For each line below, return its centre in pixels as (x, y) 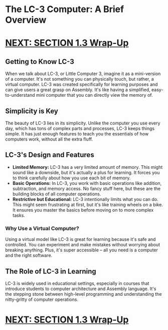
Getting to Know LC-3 (40, 61)
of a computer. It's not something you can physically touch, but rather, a (79, 79)
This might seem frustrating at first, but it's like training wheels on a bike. (88, 205)
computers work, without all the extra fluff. (49, 139)
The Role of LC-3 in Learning (51, 271)
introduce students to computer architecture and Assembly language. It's (81, 289)
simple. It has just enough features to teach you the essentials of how (77, 134)
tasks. (19, 215)
